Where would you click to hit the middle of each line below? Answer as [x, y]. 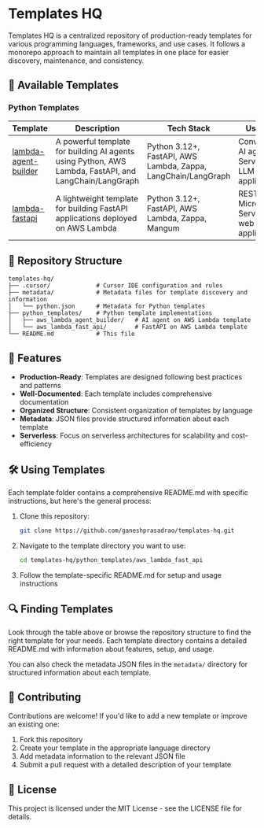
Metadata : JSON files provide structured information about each [124, 419]
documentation [44, 402]
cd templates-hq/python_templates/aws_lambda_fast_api [111, 560]
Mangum [163, 227]
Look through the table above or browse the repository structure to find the [130, 632]
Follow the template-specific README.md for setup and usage [121, 575]
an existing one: [34, 724]
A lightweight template [97, 198]
